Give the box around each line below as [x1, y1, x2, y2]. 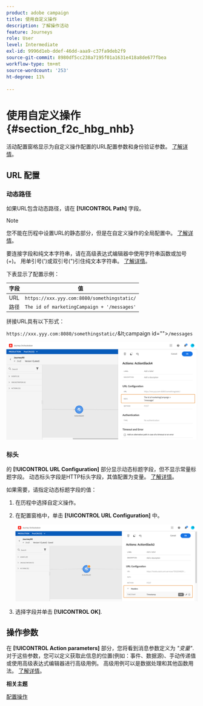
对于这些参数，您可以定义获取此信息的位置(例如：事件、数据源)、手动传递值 [6, 652, 196, 659]
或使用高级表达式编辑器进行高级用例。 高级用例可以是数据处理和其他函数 [6, 660, 188, 667]
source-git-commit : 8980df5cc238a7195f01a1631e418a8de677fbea [6, 55, 167, 61]
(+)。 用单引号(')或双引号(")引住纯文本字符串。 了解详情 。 [6, 257, 151, 264]
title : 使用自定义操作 [6, 16, 58, 22]
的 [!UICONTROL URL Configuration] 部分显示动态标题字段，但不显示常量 [6, 465, 191, 472]
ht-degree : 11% [6, 73, 45, 80]
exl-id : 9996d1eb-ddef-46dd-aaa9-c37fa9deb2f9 [6, 49, 126, 55]
